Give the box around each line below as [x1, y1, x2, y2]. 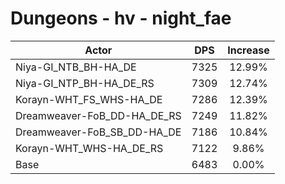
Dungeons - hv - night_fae [10, 7, 232, 30]
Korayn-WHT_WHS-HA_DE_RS [15, 141, 164, 155]
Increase [227, 43, 270, 57]
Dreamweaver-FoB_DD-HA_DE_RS [15, 108, 182, 122]
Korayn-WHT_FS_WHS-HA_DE [15, 92, 163, 106]
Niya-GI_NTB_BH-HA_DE [15, 60, 137, 74]
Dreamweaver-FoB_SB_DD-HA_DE [15, 125, 182, 139]
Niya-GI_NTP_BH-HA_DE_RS [15, 76, 155, 90]
